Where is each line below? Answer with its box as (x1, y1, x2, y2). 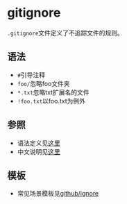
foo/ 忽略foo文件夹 (17, 79, 70, 87)
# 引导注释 (17, 71, 45, 79)
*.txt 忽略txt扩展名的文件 (17, 88, 90, 96)
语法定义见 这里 (17, 139, 60, 147)
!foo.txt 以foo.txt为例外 (17, 96, 85, 105)
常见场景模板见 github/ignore (17, 189, 99, 198)
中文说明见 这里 (17, 147, 60, 155)
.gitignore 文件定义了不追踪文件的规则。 (7, 28, 124, 37)
